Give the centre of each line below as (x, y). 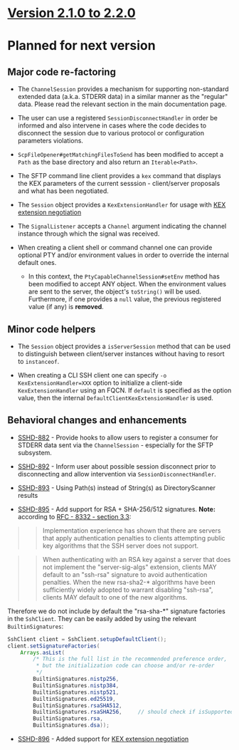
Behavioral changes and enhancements (97, 421)
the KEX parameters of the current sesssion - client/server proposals (119, 184)
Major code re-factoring (62, 72)
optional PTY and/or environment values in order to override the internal (123, 255)
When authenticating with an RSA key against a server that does (137, 559)
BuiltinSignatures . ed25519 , (74, 699)
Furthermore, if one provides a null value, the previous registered (125, 299)
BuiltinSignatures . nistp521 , (76, 692)
